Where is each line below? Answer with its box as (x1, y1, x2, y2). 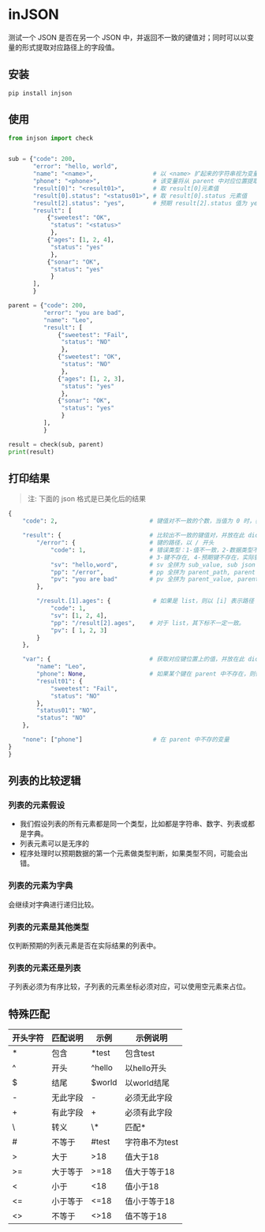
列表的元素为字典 (8, 880, 73, 891)
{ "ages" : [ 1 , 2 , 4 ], (47, 236, 114, 244)
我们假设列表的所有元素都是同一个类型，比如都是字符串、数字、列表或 (19, 819, 248, 829)
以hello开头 (125, 1063, 167, 1074)
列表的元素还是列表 (8, 962, 81, 973)
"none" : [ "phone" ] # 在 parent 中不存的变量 (22, 736, 230, 743)
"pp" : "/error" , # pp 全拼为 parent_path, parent (50, 568, 256, 576)
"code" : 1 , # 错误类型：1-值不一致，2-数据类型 (50, 546, 253, 554)
